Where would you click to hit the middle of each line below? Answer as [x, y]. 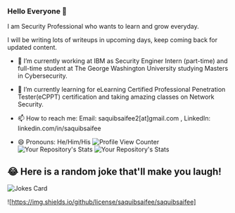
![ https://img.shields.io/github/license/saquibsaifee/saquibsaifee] [102, 202]
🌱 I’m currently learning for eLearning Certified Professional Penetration [121, 90]
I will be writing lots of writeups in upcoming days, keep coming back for [113, 40]
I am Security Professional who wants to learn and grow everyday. [103, 27]
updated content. [32, 48]
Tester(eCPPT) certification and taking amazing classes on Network [116, 97]
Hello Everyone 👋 [37, 11]
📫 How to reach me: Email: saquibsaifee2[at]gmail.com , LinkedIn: [114, 118]
